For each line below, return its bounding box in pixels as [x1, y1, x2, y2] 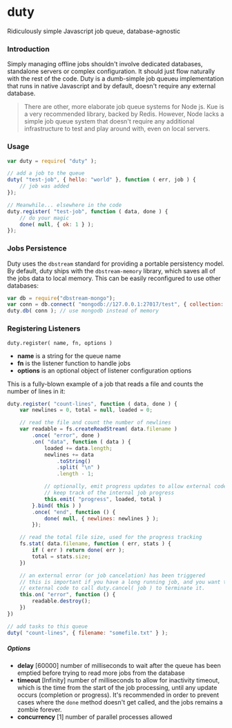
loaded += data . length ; [43, 444, 113, 452]
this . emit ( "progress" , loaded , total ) [43, 495, 162, 502]
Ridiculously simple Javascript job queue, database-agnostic [7, 27, 181, 35]
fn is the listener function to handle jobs [17, 359, 131, 367]
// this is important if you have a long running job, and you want [19, 578, 221, 585]
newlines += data [43, 451, 95, 458]
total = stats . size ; [32, 553, 91, 560]
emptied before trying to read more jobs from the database [17, 669, 185, 677]
